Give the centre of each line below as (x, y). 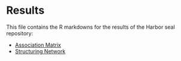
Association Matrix (38, 45)
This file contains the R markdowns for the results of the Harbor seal (90, 27)
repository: (20, 33)
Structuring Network (40, 51)
